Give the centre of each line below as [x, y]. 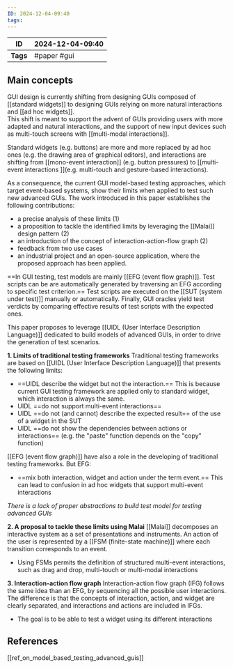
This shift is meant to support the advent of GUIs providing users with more [115, 119]
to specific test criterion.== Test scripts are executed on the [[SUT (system [115, 292]
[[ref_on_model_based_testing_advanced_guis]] [75, 658]
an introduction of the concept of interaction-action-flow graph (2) [113, 241]
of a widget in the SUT [49, 421]
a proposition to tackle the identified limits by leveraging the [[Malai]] [116, 226]
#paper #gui [54, 55]
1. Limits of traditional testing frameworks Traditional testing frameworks [113, 355]
